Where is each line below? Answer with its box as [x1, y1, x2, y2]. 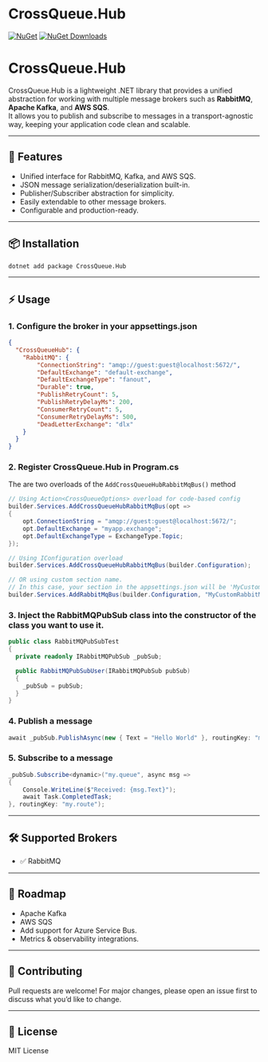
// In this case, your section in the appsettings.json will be [8, 584, 227, 592]
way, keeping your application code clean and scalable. [8, 119, 191, 129]
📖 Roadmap [8, 887, 66, 901]
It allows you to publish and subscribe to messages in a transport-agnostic [8, 111, 254, 121]
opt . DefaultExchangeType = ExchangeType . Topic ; [22, 532, 183, 540]
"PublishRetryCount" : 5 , [37, 390, 120, 399]
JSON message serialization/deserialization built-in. [19, 180, 191, 189]
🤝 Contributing [8, 965, 83, 978]
